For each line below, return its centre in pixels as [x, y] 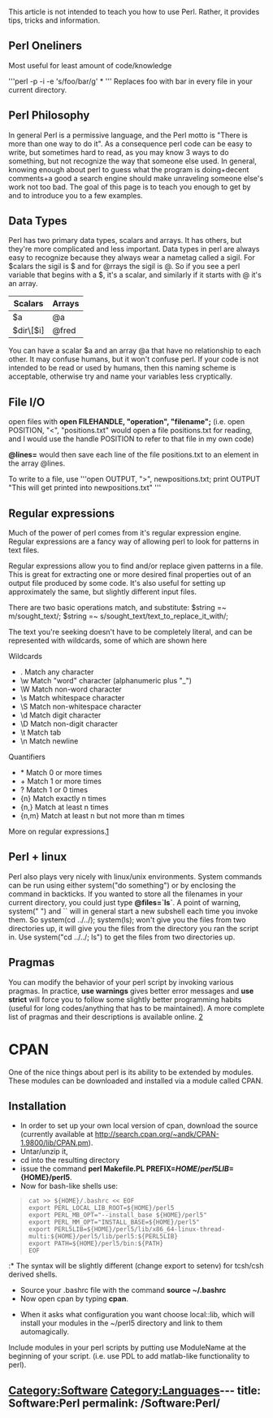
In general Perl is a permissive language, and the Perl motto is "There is [128, 135]
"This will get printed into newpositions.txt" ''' [85, 488]
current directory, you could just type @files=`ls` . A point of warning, [125, 902]
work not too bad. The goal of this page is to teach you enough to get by [130, 187]
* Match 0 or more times [61, 773]
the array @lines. [37, 463]
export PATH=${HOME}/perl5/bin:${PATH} [96, 1244]
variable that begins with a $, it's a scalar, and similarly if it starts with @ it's [135, 275]
